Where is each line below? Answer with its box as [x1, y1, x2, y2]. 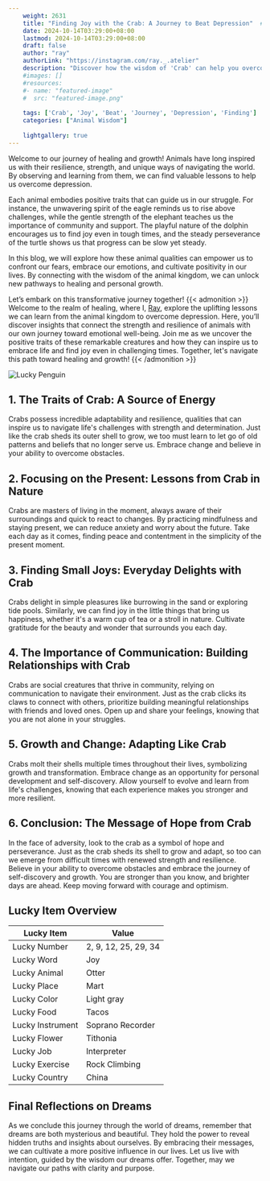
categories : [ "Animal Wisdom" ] [22, 117, 128, 125]
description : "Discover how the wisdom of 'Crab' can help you [22, 64, 239, 72]
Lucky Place [12, 981, 59, 992]
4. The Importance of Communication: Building [8, 646, 248, 660]
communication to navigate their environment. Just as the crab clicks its [8, 689, 247, 698]
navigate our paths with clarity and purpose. [8, 1163, 155, 1173]
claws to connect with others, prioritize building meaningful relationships [8, 697, 249, 706]
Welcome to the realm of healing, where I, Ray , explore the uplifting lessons [8, 302, 258, 312]
